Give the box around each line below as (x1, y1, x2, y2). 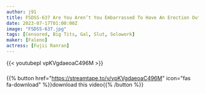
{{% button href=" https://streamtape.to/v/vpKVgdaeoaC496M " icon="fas (6, 74, 191, 82)
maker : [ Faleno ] (6, 37, 48, 43)
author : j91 (6, 8, 37, 15)
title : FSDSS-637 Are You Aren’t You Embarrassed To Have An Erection (6, 15, 190, 21)
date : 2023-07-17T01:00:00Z (6, 20, 78, 26)
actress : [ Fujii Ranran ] (6, 43, 70, 49)
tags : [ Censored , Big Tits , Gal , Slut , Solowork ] (6, 32, 135, 38)
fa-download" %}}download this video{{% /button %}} (6, 81, 144, 88)
